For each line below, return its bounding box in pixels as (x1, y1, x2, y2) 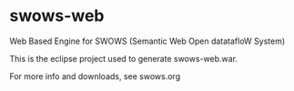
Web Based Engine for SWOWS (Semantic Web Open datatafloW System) (9, 35, 286, 46)
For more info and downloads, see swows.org (9, 70, 180, 82)
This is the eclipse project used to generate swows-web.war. (9, 53, 238, 64)
